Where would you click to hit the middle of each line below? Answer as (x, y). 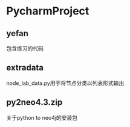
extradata (25, 68)
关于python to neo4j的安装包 (42, 117)
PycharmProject (48, 11)
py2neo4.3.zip (34, 103)
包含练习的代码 (25, 48)
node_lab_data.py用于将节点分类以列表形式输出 (65, 83)
